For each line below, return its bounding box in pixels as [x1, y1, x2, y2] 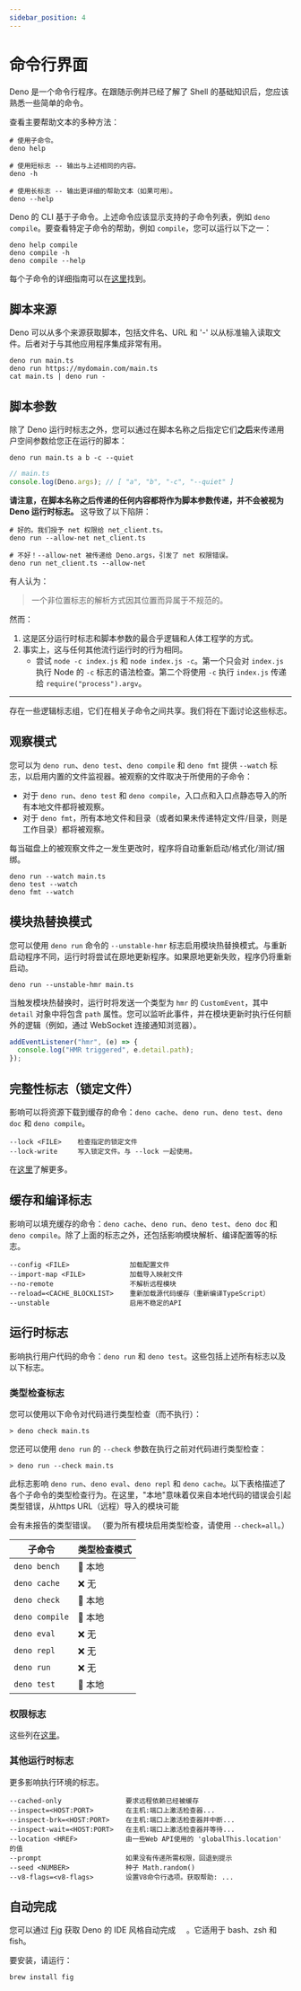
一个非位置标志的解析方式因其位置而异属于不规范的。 [30, 595, 228, 605]
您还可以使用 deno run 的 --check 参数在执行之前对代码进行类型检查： [9, 1443, 267, 1454]
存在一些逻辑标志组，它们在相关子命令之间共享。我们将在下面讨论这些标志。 [9, 705, 292, 716]
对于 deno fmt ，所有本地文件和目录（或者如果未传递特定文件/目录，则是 [21, 812, 288, 823]
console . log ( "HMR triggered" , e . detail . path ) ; [17, 1045, 194, 1055]
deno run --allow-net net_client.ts [9, 533, 146, 542]
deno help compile [9, 240, 78, 250]
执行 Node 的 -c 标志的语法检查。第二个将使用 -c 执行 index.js [35, 666, 269, 677]
